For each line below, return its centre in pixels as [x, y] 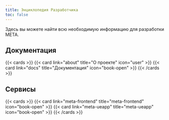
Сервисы [21, 89]
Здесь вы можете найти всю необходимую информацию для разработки [85, 29]
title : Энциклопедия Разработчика [42, 10]
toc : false [17, 15]
